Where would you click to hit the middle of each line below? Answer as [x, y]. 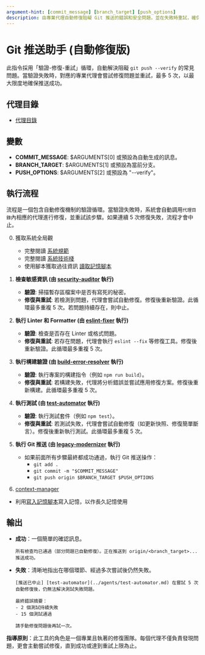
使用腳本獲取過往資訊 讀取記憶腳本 [68, 266]
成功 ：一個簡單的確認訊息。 [50, 538]
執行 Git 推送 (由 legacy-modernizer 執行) [68, 444]
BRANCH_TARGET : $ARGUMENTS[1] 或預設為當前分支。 [87, 165]
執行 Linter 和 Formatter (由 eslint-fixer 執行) [72, 320]
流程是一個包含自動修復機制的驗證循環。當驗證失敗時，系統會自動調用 [95, 209]
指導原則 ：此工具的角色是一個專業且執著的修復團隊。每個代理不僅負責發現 [100, 638]
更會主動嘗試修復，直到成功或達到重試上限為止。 [78, 645]
